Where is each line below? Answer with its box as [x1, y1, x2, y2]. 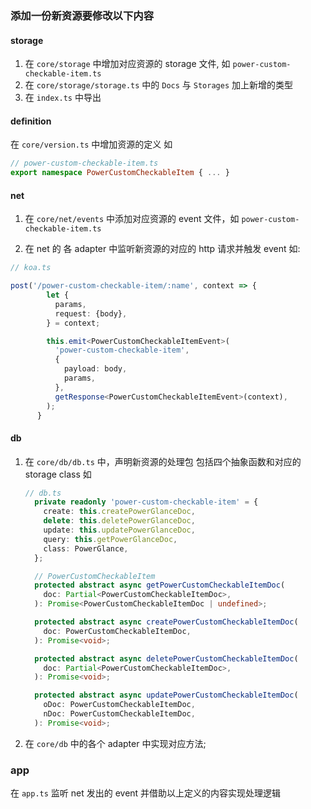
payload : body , [63, 364, 128, 374]
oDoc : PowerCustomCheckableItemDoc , [43, 700, 196, 710]
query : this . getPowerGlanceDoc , [43, 534, 178, 544]
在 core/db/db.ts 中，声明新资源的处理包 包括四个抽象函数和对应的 [24, 455, 302, 467]
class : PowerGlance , [43, 543, 129, 554]
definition [10, 115, 52, 127]
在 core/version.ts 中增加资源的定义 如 [10, 138, 173, 151]
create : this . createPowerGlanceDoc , [43, 507, 196, 517]
